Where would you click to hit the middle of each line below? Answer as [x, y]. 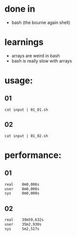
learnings [24, 42]
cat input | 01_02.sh [26, 136]
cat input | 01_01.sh [26, 110]
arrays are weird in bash [36, 56]
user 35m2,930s [23, 224]
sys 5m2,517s [22, 229]
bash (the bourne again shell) [41, 22]
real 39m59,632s [24, 220]
